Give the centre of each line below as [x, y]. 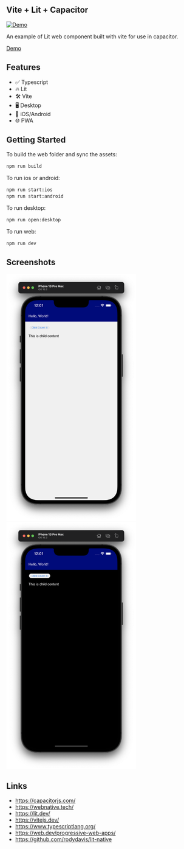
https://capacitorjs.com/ [45, 801]
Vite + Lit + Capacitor [47, 10]
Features [23, 67]
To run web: [21, 231]
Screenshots [31, 262]
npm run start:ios [29, 190]
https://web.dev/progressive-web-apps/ [65, 833]
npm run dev [21, 243]
